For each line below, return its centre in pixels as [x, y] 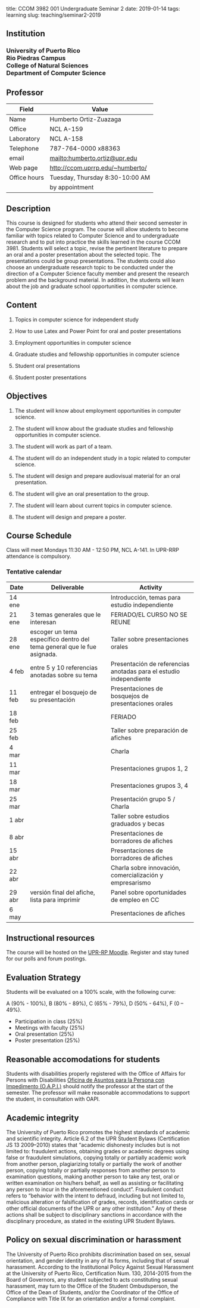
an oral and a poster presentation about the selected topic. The [84, 254]
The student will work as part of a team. [64, 446]
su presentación [53, 699]
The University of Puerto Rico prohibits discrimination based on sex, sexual [98, 1254]
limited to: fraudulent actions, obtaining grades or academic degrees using [98, 1151]
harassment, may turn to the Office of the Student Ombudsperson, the [92, 1286]
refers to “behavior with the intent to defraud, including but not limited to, [96, 1195]
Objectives [27, 396]
